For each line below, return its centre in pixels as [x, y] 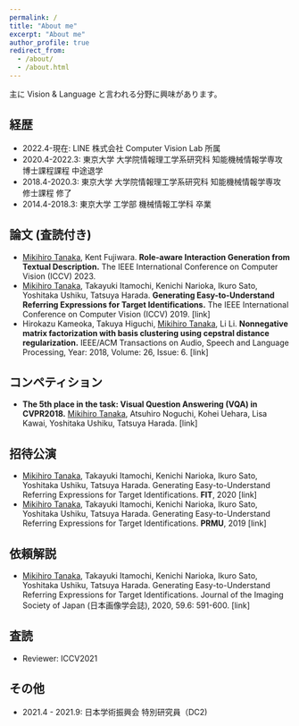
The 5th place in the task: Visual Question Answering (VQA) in [140, 404]
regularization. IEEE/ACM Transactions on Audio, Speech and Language [156, 342]
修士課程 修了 [47, 192]
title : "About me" [43, 26]
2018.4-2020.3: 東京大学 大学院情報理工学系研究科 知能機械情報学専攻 [151, 181]
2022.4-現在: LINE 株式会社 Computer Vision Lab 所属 [121, 148]
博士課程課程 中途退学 [62, 170]
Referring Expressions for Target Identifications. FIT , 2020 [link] [139, 495]
